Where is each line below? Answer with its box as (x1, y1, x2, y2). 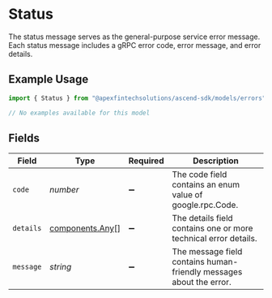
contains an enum (172, 179, 240, 191)
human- (206, 257, 239, 268)
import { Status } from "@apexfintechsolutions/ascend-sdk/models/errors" (8, 94, 266, 102)
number (49, 184, 79, 196)
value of (172, 189, 203, 201)
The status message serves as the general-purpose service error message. (8, 32, 261, 41)
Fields (8, 131, 40, 145)
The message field (172, 246, 243, 257)
